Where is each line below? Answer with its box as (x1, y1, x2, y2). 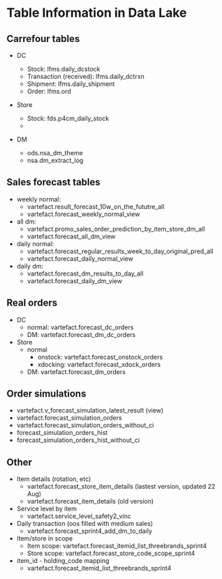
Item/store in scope (16, 534, 73, 543)
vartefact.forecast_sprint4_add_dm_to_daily (27, 527, 153, 536)
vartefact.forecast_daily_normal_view (27, 254, 133, 263)
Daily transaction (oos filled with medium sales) (16, 520, 154, 528)
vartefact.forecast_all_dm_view (27, 232, 116, 241)
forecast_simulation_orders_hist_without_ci (16, 436, 140, 445)
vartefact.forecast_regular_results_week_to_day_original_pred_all (27, 247, 214, 255)
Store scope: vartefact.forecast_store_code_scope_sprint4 (27, 549, 195, 557)
